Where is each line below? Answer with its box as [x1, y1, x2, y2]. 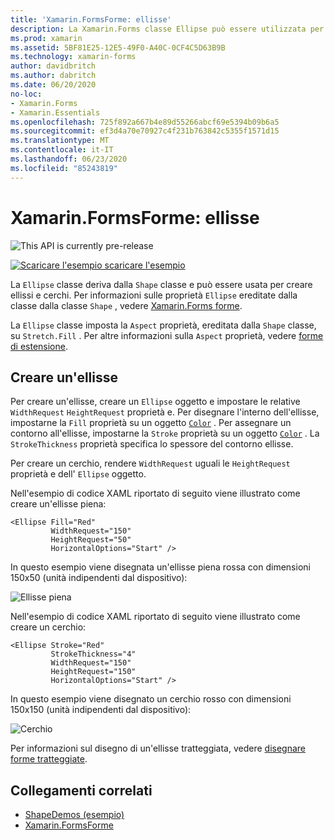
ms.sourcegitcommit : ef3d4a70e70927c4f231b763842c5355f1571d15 [10, 126, 280, 136]
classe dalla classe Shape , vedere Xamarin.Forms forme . [10, 299, 243, 311]
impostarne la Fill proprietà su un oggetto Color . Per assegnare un [10, 417, 292, 429]
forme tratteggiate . [10, 753, 88, 765]
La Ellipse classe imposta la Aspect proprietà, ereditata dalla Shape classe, [10, 319, 317, 331]
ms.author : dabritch [10, 71, 97, 81]
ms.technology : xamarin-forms [10, 52, 137, 62]
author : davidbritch [10, 61, 97, 71]
